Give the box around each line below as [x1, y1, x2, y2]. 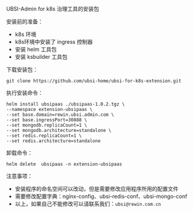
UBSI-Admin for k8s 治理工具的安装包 [6, 5, 99, 12]
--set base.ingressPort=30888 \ [6, 117, 87, 123]
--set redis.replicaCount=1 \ [6, 133, 82, 139]
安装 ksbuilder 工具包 [14, 53, 68, 60]
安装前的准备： [6, 18, 43, 25]
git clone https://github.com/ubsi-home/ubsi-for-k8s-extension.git [6, 78, 182, 84]
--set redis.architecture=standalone [6, 138, 101, 144]
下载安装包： [6, 66, 38, 73]
